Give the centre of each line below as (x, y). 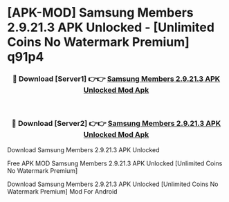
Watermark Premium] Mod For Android (62, 191)
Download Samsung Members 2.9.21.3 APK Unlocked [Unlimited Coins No (113, 184)
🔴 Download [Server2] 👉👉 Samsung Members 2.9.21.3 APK (116, 124)
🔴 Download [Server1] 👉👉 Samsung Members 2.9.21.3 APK (116, 79)
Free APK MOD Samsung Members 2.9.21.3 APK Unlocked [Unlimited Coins (115, 163)
